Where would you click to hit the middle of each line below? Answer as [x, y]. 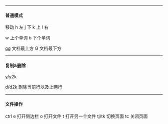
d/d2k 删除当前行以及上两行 [34, 87]
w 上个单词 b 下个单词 [28, 38]
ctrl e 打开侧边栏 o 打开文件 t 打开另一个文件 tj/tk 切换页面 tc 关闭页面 [76, 116]
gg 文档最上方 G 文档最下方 [33, 48]
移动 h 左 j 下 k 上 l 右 [27, 27]
